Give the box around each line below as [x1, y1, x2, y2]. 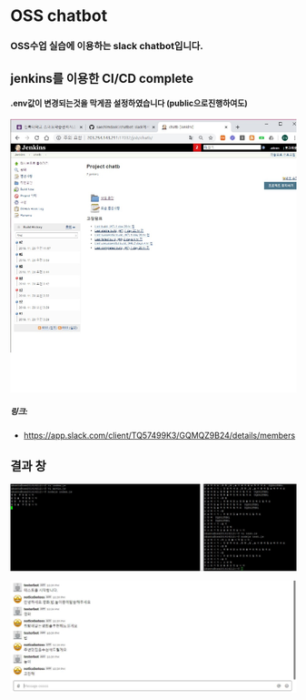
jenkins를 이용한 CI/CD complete [10, 70, 194, 86]
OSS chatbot [10, 5, 108, 26]
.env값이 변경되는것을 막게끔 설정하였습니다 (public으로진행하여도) [10, 97, 248, 109]
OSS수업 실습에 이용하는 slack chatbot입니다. [10, 40, 203, 53]
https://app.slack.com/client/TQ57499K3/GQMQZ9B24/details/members [23, 430, 296, 441]
